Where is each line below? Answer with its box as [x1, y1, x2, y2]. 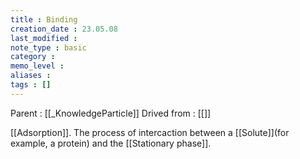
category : [10, 52, 56, 62]
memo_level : [10, 61, 65, 71]
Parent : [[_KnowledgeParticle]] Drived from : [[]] [10, 107, 212, 119]
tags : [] [10, 80, 52, 90]
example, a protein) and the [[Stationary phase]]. [10, 137, 212, 149]
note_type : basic [10, 42, 87, 53]
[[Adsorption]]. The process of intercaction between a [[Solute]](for [10, 126, 290, 138]
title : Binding [10, 14, 78, 25]
